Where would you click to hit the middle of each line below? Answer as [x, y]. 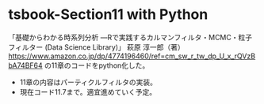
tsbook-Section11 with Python [108, 15]
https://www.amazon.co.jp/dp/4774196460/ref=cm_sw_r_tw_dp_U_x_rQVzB [132, 56]
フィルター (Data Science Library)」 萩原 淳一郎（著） [96, 47]
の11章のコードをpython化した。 [97, 65]
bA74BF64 [26, 65]
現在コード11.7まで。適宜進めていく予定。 [88, 91]
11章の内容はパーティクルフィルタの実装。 [88, 82]
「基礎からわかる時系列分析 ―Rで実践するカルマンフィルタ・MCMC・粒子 [130, 37]
